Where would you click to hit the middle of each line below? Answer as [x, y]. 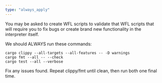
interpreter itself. [22, 34]
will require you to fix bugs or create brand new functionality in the [73, 29]
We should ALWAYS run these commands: [48, 44]
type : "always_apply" [28, 10]
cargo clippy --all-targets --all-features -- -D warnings [68, 53]
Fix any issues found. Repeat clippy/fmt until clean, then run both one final [81, 71]
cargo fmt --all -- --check [34, 57]
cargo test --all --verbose [34, 62]
